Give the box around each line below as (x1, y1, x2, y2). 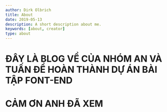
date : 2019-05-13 (5, 17, 42, 22)
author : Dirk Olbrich (5, 7, 52, 13)
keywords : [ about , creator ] (5, 26, 65, 32)
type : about (5, 31, 31, 36)
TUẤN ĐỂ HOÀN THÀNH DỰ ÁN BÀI (5, 64, 157, 75)
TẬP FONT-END (5, 75, 73, 87)
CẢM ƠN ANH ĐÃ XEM (5, 98, 103, 109)
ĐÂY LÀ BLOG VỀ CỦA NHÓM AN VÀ (5, 53, 162, 65)
